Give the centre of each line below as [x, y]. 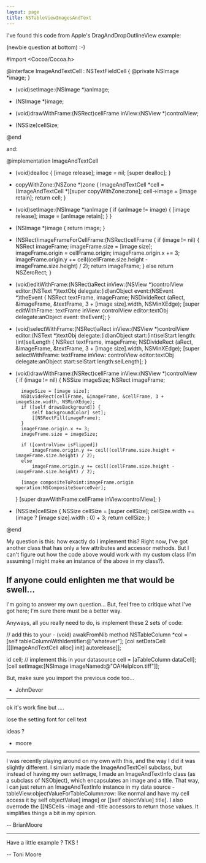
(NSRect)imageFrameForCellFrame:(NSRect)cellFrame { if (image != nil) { [107, 239]
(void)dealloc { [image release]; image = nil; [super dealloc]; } [93, 172]
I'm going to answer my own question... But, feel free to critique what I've [99, 605]
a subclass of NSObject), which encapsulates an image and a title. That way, [103, 781]
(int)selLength [33, 342]
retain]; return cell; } [40, 198]
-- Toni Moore [24, 854]
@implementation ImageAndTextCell [52, 161]
